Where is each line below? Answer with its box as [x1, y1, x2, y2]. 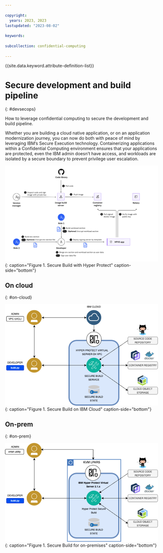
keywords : [5, 33, 25, 38]
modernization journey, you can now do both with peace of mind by [5, 135, 141, 141]
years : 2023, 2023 [9, 18, 47, 23]
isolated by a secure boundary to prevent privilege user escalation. [5, 156, 139, 162]
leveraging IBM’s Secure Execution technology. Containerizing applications [5, 140, 155, 146]
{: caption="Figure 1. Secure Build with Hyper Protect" [5, 262, 113, 268]
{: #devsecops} [5, 106, 36, 112]
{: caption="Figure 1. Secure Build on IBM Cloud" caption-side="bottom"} [5, 407, 152, 412]
